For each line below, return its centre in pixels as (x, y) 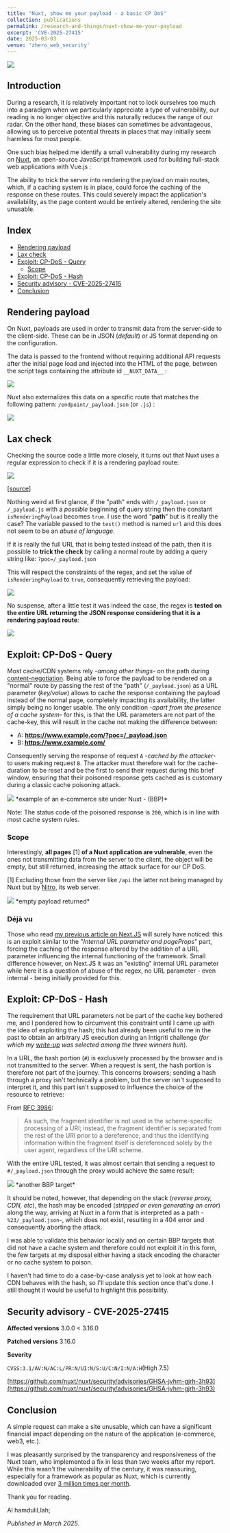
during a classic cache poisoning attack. (64, 785)
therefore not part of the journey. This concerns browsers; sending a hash (112, 1073)
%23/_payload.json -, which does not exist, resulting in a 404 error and (106, 1220)
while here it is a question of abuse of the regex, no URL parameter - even (112, 971)
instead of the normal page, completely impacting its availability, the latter (111, 700)
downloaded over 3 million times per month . (69, 1484)
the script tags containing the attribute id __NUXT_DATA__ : (87, 371)
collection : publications (44, 20)
